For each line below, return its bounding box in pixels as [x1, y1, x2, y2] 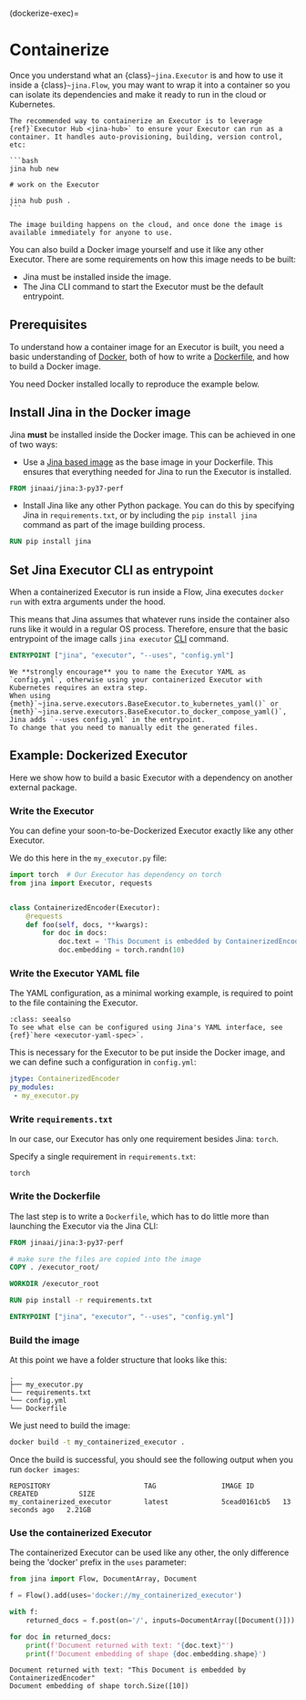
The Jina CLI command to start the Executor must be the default [22, 281, 264, 292]
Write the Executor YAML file [9, 967, 140, 980]
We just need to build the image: [9, 1420, 131, 1431]
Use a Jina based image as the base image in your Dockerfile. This [22, 456, 274, 468]
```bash [9, 156, 39, 165]
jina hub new [9, 164, 59, 173]
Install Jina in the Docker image [9, 405, 191, 420]
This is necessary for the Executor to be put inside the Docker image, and [9, 1047, 285, 1058]
